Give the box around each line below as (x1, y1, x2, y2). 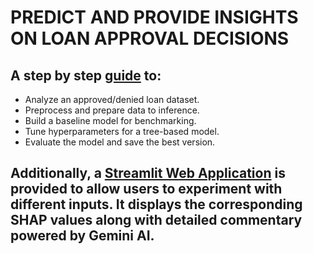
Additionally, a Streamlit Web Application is (10, 165, 286, 182)
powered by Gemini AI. (10, 227, 155, 245)
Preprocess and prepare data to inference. (24, 104, 200, 116)
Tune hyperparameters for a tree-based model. (24, 126, 220, 137)
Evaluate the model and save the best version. (24, 136, 216, 148)
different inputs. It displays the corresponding (10, 196, 303, 213)
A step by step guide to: (10, 67, 162, 84)
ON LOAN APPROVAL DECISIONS (10, 27, 290, 50)
